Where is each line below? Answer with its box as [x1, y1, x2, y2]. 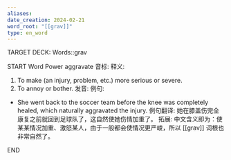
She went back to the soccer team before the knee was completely [17, 98, 209, 107]
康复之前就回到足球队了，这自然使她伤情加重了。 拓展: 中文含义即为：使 [17, 115, 223, 123]
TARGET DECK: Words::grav [7, 48, 88, 57]
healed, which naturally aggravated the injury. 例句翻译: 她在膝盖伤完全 [17, 106, 220, 114]
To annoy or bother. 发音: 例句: [17, 84, 105, 93]
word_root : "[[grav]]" [7, 23, 73, 30]
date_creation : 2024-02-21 [7, 17, 85, 23]
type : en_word [7, 29, 48, 37]
